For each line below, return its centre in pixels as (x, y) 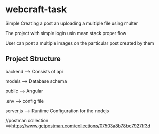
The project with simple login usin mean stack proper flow (66, 33)
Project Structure (33, 59)
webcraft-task (36, 9)
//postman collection (27, 120)
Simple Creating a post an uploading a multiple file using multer (72, 23)
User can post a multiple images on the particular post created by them (80, 43)
